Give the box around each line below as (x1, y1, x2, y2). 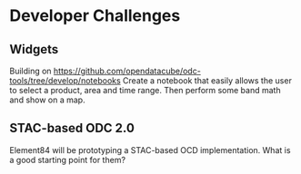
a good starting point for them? (9, 154, 125, 165)
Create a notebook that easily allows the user (122, 75, 293, 86)
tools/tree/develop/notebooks (9, 75, 121, 86)
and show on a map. (9, 94, 85, 105)
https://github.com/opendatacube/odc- (53, 65, 202, 76)
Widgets (9, 42, 59, 57)
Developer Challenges (9, 5, 181, 26)
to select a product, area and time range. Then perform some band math (9, 85, 281, 95)
